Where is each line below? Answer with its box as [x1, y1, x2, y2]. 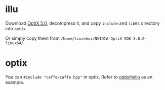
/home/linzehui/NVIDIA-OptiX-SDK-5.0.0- [60, 36, 147, 41]
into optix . [5, 25, 27, 31]
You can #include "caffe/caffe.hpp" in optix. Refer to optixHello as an [5, 74, 153, 80]
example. [5, 79, 24, 85]
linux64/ [5, 40, 24, 46]
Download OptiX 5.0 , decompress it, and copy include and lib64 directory [5, 20, 160, 26]
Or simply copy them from [5, 35, 60, 41]
